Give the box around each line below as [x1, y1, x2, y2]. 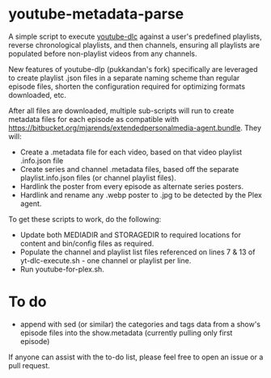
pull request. [8, 360, 50, 370]
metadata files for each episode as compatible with [8, 114, 180, 124]
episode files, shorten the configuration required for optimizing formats [8, 82, 245, 91]
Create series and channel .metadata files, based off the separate [19, 164, 239, 174]
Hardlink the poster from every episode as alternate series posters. [19, 181, 244, 191]
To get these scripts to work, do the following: [8, 214, 162, 224]
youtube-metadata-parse [8, 5, 184, 23]
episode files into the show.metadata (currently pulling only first [19, 328, 233, 338]
